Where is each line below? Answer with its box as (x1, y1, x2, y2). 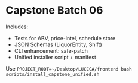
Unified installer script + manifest (14, 53, 96, 60)
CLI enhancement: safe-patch (14, 47, 88, 54)
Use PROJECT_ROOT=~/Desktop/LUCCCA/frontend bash (5, 65, 132, 72)
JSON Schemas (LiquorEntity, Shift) (14, 41, 102, 48)
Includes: (5, 23, 28, 30)
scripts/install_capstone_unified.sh (5, 71, 100, 77)
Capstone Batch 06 (5, 4, 103, 17)
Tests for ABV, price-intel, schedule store (14, 34, 116, 41)
